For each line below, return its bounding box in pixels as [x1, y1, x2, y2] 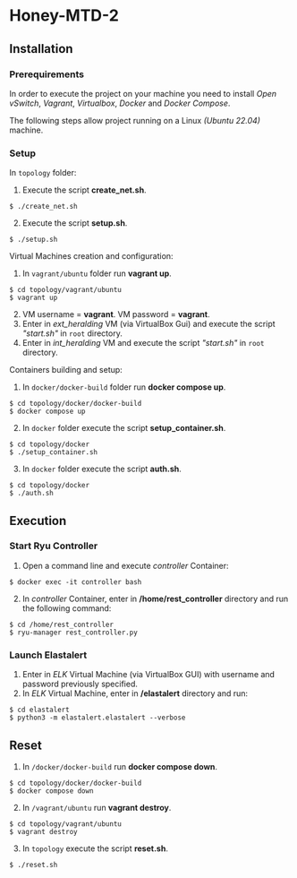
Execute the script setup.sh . [21, 218, 128, 228]
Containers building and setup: [9, 365, 123, 375]
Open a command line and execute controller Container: [21, 560, 230, 571]
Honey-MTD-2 [9, 5, 119, 26]
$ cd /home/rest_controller [9, 620, 115, 629]
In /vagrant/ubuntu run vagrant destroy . [21, 802, 172, 813]
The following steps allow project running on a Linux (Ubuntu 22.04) [9, 115, 261, 125]
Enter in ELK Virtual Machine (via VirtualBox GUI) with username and [21, 669, 276, 680]
